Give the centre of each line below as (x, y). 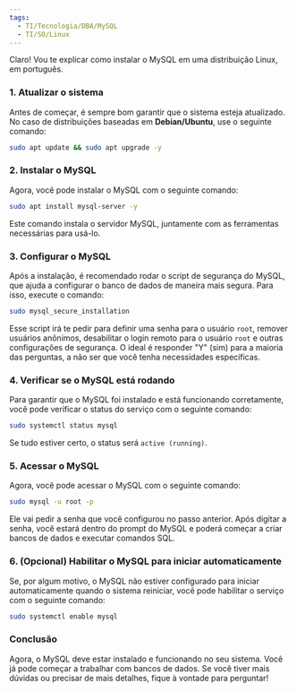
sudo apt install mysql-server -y (74, 206)
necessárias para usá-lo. (55, 233)
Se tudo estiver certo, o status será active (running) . (108, 443)
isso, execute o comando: (57, 295)
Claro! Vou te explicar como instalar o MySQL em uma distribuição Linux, (144, 60)
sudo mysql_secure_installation (69, 311)
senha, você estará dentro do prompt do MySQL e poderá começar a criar (146, 529)
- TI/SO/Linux (43, 34)
